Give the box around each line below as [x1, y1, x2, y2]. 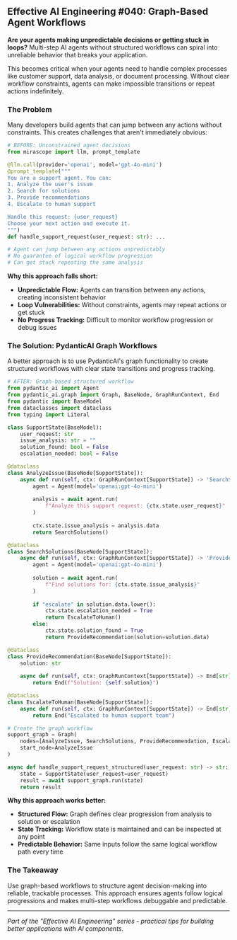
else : [32, 621, 49, 628]
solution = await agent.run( [32, 575, 119, 582]
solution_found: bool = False [20, 444, 109, 451]
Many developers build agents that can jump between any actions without [7, 120, 222, 130]
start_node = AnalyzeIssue [20, 745, 93, 752]
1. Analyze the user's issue [7, 180, 93, 188]
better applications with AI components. [7, 924, 124, 933]
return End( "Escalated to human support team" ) [32, 711, 175, 719]
